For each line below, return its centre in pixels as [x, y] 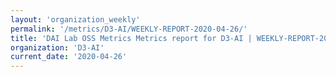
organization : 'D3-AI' [57, 47]
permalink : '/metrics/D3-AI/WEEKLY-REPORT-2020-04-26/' [129, 29]
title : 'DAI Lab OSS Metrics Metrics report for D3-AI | [131, 38]
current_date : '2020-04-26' [69, 57]
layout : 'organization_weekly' [75, 19]
